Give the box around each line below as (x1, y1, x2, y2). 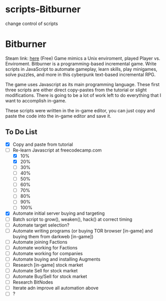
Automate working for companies (12, 250, 83, 256)
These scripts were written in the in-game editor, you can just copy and (5, 107, 155, 113)
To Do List (5, 128, 38, 136)
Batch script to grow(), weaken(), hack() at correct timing (12, 216, 132, 222)
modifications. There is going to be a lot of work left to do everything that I (5, 92, 161, 98)
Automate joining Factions (12, 239, 68, 245)
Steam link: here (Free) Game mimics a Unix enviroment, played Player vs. (5, 55, 160, 61)
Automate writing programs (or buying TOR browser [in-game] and (12, 228, 153, 234)
